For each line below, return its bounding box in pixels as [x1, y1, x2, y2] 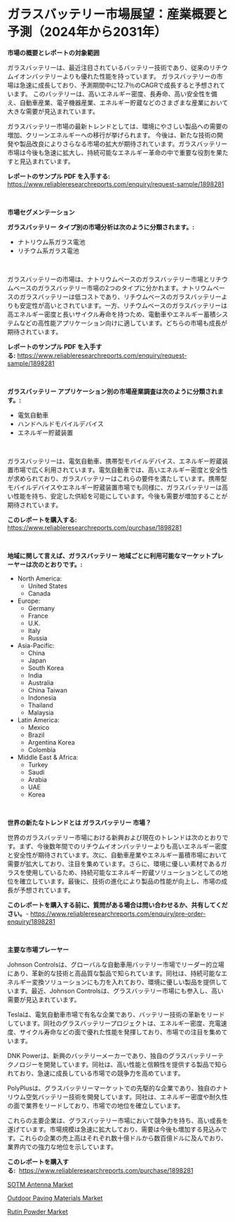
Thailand [27, 700, 54, 709]
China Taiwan [27, 686, 68, 694]
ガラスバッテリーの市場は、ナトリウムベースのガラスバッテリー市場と [7, 275, 210, 283]
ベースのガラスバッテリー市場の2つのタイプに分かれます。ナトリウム [13, 283, 213, 292]
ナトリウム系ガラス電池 [17, 238, 86, 246]
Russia [27, 634, 48, 642]
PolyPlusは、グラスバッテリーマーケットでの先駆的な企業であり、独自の [7, 1084, 216, 1092]
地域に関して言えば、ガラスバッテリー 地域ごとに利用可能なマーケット [7, 551, 212, 559]
